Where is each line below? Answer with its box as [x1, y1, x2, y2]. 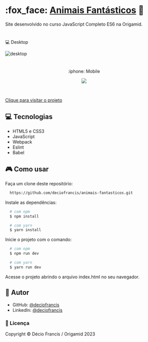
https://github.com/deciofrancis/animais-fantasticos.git [9, 190, 133, 195]
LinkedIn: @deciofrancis [12, 307, 62, 313]
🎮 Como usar [5, 165, 49, 173]
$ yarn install [9, 227, 41, 233]
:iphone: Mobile [68, 68, 100, 74]
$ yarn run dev [9, 265, 41, 270]
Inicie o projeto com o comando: [5, 237, 72, 243]
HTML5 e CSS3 [12, 128, 44, 135]
